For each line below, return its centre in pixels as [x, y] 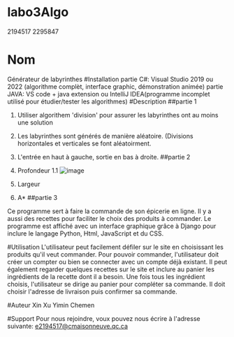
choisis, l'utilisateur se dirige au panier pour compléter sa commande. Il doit [116, 284]
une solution [35, 122]
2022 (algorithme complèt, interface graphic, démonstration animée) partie [115, 86]
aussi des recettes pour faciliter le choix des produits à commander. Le [109, 218]
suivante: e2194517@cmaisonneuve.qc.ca [67, 326]
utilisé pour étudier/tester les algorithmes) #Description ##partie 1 [102, 101]
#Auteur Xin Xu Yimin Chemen [51, 305]
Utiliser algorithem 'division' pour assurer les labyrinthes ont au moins [118, 115]
